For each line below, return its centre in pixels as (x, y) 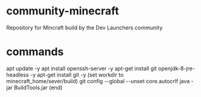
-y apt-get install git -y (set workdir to (77, 75)
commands (35, 52)
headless (18, 75)
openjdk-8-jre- (176, 68)
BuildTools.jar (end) (38, 87)
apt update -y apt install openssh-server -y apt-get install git (81, 68)
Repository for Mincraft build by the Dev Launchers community (85, 28)
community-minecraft (63, 11)
